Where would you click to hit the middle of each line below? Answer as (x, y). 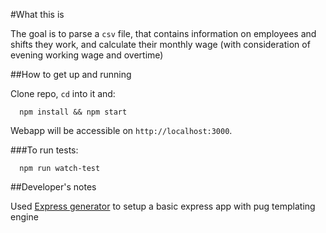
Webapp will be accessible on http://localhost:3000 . (121, 130)
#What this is (37, 14)
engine (24, 217)
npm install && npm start (73, 112)
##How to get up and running (71, 74)
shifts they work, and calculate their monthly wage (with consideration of (160, 44)
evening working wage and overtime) (87, 55)
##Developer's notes (53, 187)
